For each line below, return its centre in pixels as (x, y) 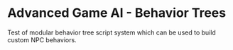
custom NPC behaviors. (42, 39)
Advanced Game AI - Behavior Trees (116, 13)
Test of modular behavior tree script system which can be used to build (112, 32)
